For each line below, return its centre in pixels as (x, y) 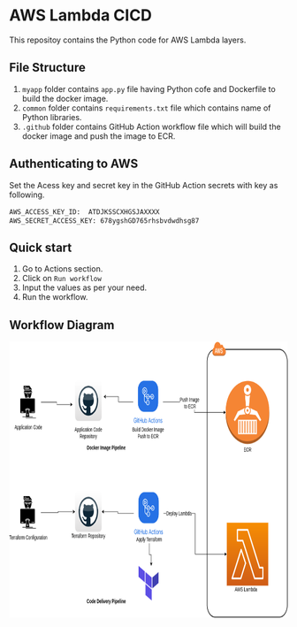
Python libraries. (52, 117)
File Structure (47, 68)
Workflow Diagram (62, 325)
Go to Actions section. (62, 269)
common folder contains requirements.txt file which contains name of (146, 108)
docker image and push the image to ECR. (99, 136)
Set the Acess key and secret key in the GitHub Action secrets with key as (144, 185)
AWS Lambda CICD (81, 15)
